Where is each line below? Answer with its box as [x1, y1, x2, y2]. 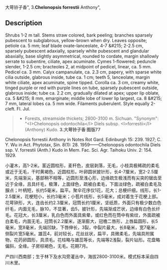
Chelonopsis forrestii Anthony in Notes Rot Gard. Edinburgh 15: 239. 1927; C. [5, 136, 162, 142]
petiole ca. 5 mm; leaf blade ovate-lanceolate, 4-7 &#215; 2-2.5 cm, [5, 43, 144, 49]
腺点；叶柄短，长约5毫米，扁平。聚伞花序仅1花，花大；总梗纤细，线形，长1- [5, 187, 162, 193]
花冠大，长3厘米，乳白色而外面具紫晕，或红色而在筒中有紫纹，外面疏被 [13, 212, 161, 218]
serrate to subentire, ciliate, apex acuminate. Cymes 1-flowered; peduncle [5, 58, 157, 64]
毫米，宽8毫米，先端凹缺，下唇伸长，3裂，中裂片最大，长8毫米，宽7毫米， [5, 224, 160, 230]
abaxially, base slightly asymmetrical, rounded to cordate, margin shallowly [5, 53, 159, 59]
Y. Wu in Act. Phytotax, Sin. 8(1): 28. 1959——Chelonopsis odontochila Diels [5, 142, 161, 148]
